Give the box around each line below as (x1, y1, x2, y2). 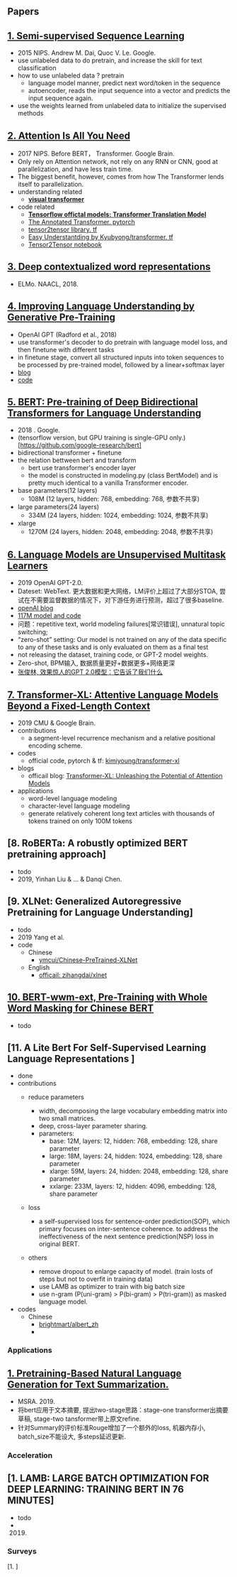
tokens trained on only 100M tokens (28, 817, 133, 826)
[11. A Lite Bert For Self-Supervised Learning (7, 1042, 207, 1054)
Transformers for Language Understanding (7, 408, 202, 420)
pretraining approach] (7, 848, 107, 861)
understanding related (17, 187, 83, 196)
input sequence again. (28, 94, 93, 102)
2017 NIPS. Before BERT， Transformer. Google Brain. (17, 149, 175, 158)
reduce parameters (28, 1093, 85, 1101)
